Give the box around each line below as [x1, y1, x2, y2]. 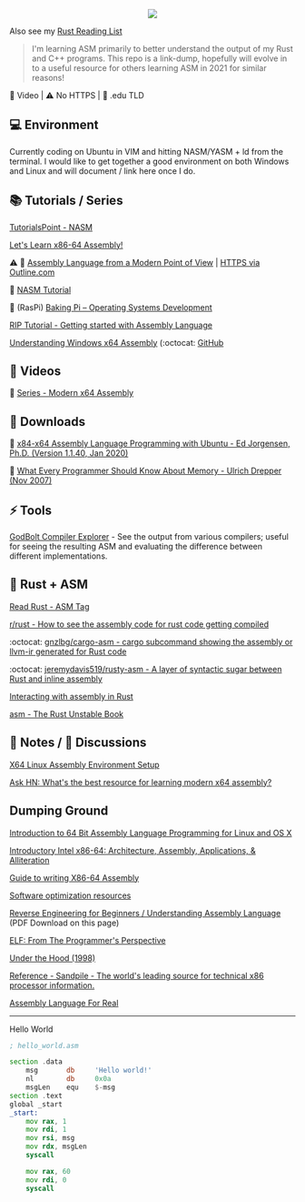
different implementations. [9, 550, 108, 561]
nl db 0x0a [25, 1075, 112, 1084]
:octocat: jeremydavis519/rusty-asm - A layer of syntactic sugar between [9, 663, 282, 674]
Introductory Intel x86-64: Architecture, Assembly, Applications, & [9, 844, 256, 855]
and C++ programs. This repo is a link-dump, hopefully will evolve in [31, 53, 288, 64]
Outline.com [9, 267, 55, 278]
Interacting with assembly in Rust [9, 691, 133, 702]
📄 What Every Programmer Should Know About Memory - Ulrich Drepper [9, 465, 282, 477]
